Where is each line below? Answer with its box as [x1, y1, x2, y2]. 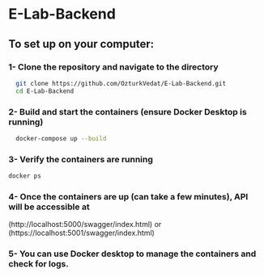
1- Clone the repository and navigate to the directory [8, 61, 219, 73]
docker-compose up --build [15, 134, 107, 142]
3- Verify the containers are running [8, 153, 154, 165]
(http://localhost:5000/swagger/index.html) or [8, 220, 162, 229]
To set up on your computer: [8, 37, 155, 51]
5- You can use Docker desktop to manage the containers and [8, 248, 257, 259]
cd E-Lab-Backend [15, 86, 75, 95]
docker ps [8, 172, 42, 180]
